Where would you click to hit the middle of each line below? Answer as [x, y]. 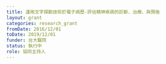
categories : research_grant [42, 23]
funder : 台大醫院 [27, 40]
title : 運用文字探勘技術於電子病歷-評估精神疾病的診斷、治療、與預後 [83, 12]
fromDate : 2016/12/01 [34, 29]
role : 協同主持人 [26, 52]
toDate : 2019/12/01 [31, 35]
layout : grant [24, 18]
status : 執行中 [24, 46]
